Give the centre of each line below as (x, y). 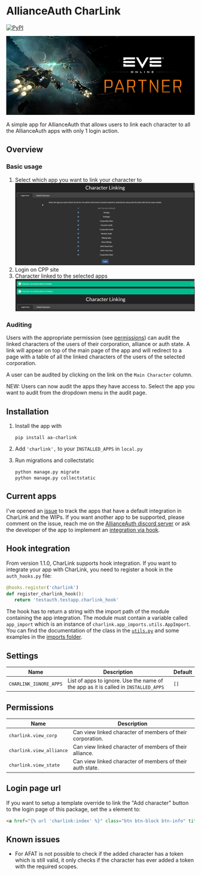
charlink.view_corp (33, 736)
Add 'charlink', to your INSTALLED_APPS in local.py (79, 449)
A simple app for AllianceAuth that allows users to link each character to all (98, 124)
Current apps (31, 496)
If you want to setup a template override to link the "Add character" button (98, 802)
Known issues (33, 839)
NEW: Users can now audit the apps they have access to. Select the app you (100, 387)
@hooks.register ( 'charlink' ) (42, 588)
